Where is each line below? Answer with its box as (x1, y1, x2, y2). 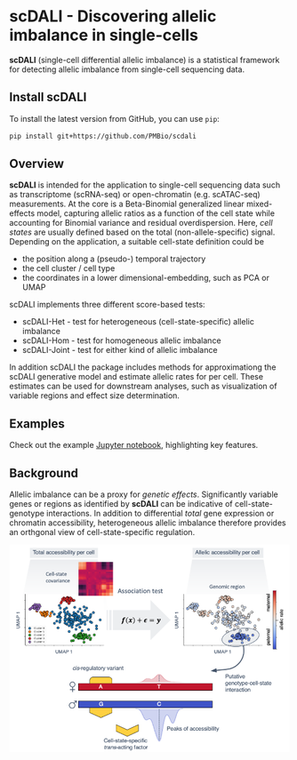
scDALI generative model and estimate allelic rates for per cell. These (9, 372, 264, 382)
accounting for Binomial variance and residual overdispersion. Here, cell (9, 218, 273, 228)
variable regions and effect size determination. (9, 390, 181, 401)
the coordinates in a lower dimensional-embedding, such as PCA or (21, 273, 269, 284)
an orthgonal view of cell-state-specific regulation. (9, 527, 196, 538)
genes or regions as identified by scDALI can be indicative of (9, 499, 233, 509)
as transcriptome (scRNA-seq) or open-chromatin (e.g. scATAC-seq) (9, 189, 261, 200)
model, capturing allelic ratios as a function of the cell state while (36, 208, 276, 219)
